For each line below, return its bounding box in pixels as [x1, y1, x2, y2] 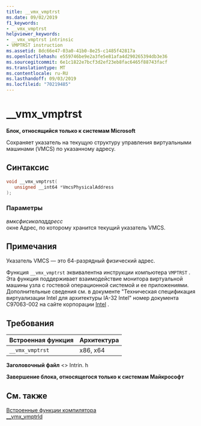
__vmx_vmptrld [6, 413, 43, 421]
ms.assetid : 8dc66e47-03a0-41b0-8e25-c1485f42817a [6, 48, 136, 54]
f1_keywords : [6, 20, 39, 26]
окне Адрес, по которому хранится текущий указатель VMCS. [6, 224, 166, 231]
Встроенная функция [9, 336, 74, 344]
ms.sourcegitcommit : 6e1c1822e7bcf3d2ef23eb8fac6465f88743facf [6, 59, 168, 65]
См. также [6, 391, 48, 401]
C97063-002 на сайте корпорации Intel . [6, 301, 110, 308]
